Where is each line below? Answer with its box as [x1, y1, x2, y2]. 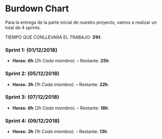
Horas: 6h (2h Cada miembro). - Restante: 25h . [12, 58, 110, 64]
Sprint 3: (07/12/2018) [5, 93, 59, 100]
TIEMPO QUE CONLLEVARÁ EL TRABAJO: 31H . [5, 34, 102, 40]
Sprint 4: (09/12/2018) [5, 117, 60, 124]
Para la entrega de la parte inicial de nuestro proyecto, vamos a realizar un [5, 19, 157, 25]
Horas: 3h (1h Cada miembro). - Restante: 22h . [12, 81, 109, 87]
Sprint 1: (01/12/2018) [5, 46, 58, 53]
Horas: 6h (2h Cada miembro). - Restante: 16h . [12, 105, 109, 111]
